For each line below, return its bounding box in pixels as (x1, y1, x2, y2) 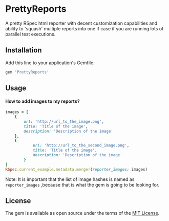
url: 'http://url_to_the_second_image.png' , (32, 143, 130, 148)
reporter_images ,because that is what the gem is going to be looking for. (5, 181, 160, 188)
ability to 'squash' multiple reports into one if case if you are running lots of (5, 25, 164, 31)
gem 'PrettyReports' (5, 69, 50, 75)
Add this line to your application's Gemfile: (5, 60, 95, 66)
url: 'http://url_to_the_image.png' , (24, 119, 104, 124)
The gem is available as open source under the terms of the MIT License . (5, 210, 160, 216)
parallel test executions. (5, 31, 56, 37)
